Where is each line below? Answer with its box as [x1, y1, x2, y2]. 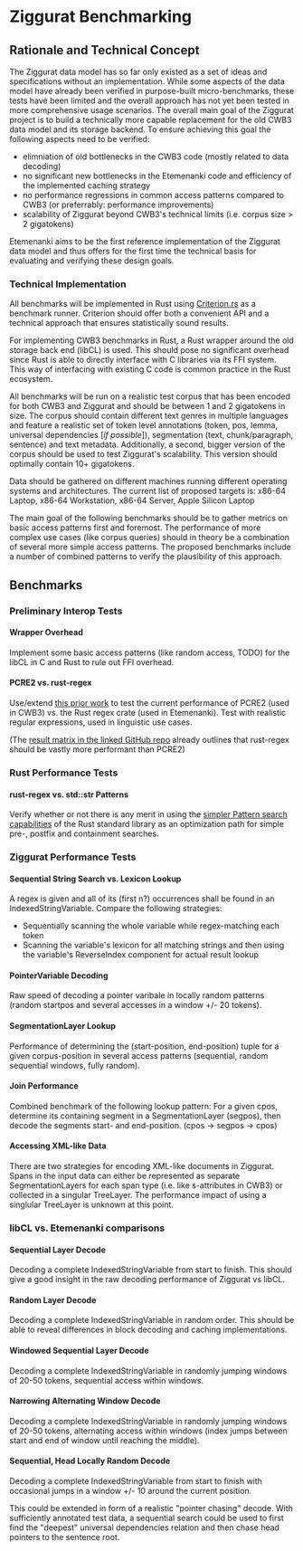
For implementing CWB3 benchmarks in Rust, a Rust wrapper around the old [9, 335, 294, 346]
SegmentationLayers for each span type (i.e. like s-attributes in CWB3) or [9, 1180, 283, 1191]
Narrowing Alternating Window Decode [9, 1395, 161, 1406]
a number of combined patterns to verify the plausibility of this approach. [9, 551, 282, 562]
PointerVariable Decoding [9, 970, 109, 981]
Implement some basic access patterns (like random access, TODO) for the [9, 647, 290, 658]
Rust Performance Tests [9, 766, 118, 779]
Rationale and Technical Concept [9, 43, 200, 58]
